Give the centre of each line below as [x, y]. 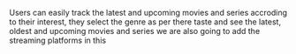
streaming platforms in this [58, 40]
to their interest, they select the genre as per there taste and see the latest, [145, 22]
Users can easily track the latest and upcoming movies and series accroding [148, 13]
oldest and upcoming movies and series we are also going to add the [135, 31]
